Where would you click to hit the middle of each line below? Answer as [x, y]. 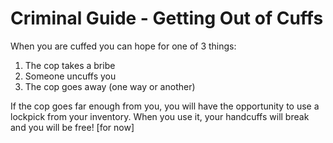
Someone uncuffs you [70, 76]
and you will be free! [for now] [72, 127]
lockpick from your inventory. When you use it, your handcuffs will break [160, 116]
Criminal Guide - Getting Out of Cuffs [167, 18]
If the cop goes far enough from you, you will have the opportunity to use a [165, 106]
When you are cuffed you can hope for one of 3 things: [123, 46]
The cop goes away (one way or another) [110, 86]
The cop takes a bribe [70, 65]
